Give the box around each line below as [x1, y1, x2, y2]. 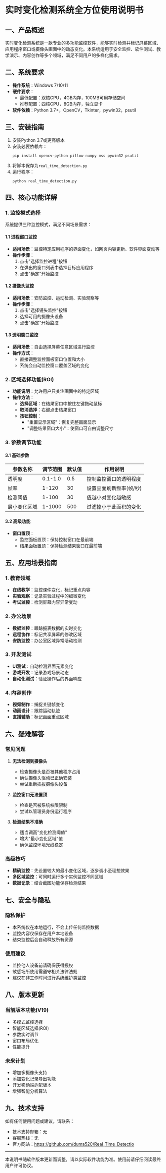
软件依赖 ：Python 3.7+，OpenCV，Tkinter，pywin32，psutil [12, 107, 136, 113]
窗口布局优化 [12, 1037, 39, 1044]
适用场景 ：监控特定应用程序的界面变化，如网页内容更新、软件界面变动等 [12, 246, 160, 252]
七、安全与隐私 [5, 896, 51, 904]
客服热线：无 [12, 1135, 39, 1141]
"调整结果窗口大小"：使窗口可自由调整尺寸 [27, 425, 114, 431]
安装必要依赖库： [12, 143, 47, 149]
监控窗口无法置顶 [12, 791, 47, 797]
